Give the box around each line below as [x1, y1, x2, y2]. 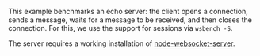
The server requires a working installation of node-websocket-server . [8, 39, 235, 48]
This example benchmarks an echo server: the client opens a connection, [8, 7, 248, 16]
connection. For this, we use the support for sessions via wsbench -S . [8, 24, 233, 32]
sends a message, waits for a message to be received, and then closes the [8, 15, 252, 24]
